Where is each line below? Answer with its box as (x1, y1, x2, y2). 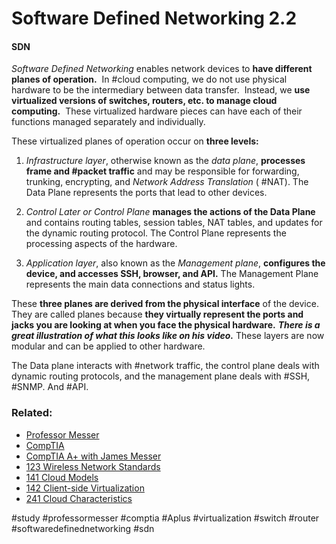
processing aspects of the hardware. (25, 238, 178, 250)
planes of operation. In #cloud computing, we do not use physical (11, 73, 288, 86)
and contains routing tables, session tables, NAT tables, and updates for (25, 217, 323, 229)
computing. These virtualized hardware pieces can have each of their (11, 105, 303, 117)
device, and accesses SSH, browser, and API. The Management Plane (25, 268, 319, 280)
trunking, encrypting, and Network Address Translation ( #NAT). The (25, 176, 309, 188)
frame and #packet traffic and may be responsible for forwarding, (25, 165, 300, 177)
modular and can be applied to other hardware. (11, 340, 206, 352)
